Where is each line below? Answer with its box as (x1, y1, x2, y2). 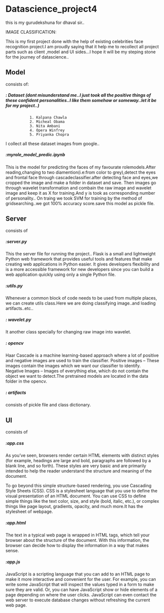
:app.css (5, 440, 24, 446)
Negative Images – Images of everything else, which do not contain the (5, 368, 148, 374)
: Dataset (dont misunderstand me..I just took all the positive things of (5, 92, 151, 98)
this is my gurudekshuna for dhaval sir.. (5, 20, 85, 25)
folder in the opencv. (5, 378, 47, 384)
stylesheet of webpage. (5, 509, 53, 514)
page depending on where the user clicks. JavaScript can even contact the (5, 592, 157, 598)
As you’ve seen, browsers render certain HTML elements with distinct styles (5, 452, 159, 458)
